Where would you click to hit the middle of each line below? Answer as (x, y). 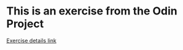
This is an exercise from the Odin (92, 11)
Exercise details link (31, 40)
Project (25, 24)
